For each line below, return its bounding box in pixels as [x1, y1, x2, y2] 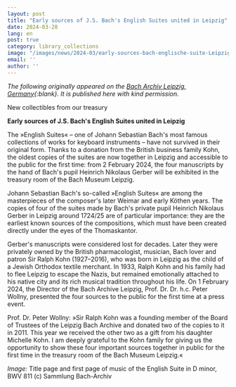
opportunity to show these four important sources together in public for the [7, 343, 225, 352]
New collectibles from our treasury [7, 103, 108, 111]
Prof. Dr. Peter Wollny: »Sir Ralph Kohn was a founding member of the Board [7, 313, 228, 322]
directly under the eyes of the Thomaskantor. [7, 226, 138, 234]
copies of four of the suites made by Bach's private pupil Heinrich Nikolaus [7, 203, 224, 212]
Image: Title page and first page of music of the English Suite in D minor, [7, 364, 218, 373]
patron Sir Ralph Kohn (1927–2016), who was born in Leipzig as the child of [7, 255, 224, 263]
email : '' [7, 56, 37, 63]
